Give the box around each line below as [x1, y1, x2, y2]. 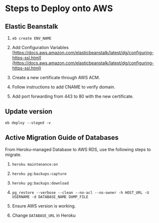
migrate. [5, 152, 22, 157]
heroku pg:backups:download [12, 181, 69, 186]
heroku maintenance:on [12, 162, 58, 167]
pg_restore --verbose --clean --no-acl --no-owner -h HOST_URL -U [12, 190, 149, 195]
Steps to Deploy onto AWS [5, 3, 113, 14]
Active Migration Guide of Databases [5, 134, 119, 142]
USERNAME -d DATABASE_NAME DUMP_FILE [12, 194, 89, 199]
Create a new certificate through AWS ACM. [12, 75, 100, 80]
